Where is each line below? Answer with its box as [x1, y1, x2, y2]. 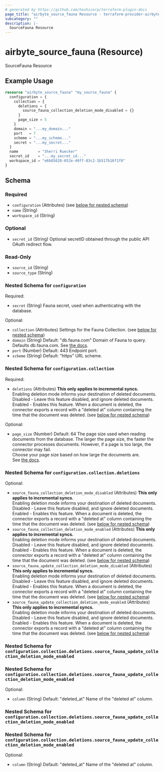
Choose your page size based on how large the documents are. [12, 451, 140, 457]
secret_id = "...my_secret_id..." [9, 154, 86, 159]
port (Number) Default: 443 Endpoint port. [12, 348, 98, 353]
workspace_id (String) [12, 213, 55, 219]
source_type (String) [12, 270, 53, 276]
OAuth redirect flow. [12, 241, 53, 247]
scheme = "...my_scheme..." [14, 135, 71, 140]
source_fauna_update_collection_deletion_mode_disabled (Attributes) [12, 562, 152, 569]
